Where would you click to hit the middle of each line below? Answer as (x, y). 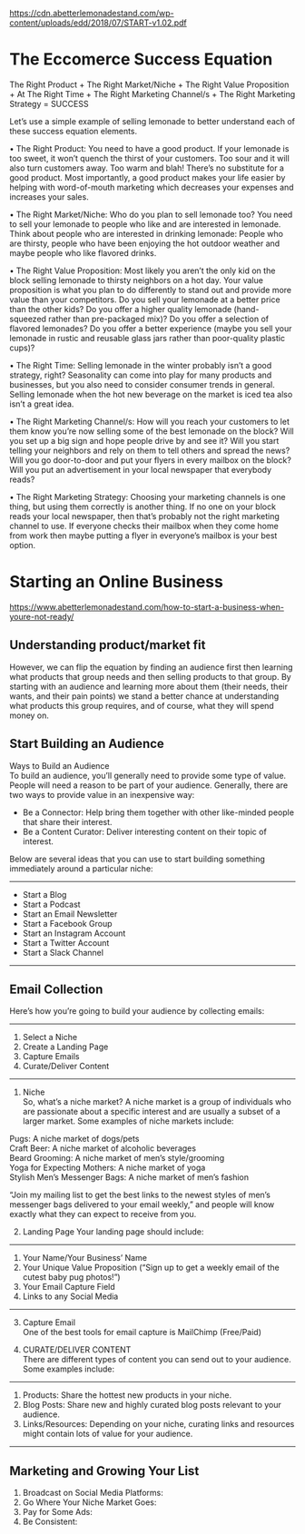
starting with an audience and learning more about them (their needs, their (149, 686)
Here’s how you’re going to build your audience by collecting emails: (137, 1011)
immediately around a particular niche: (81, 868)
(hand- (246, 309)
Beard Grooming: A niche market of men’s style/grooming (117, 1158)
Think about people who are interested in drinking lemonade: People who (147, 233)
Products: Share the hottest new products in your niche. (127, 1395)
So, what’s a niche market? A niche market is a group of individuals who (157, 1102)
